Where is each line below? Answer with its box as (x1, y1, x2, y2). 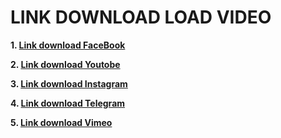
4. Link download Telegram (10, 97, 126, 109)
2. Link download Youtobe (10, 58, 121, 70)
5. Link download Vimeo (10, 116, 113, 128)
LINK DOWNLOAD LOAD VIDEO (10, 6, 272, 29)
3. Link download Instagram (10, 77, 128, 90)
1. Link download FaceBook (10, 39, 126, 51)
